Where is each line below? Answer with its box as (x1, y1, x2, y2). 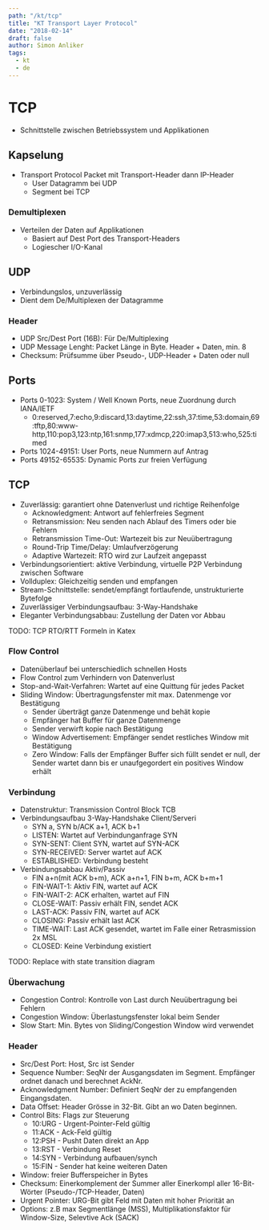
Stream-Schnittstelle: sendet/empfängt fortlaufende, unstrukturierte (19, 584, 244, 594)
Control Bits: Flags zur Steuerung (19, 1110, 130, 1120)
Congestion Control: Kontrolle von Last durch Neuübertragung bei (19, 995, 238, 1004)
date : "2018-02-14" (8, 26, 74, 35)
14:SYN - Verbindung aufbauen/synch (31, 1153, 158, 1163)
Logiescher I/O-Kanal (31, 242, 102, 251)
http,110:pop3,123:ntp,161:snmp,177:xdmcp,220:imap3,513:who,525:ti (31, 429, 258, 438)
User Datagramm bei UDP (31, 178, 118, 188)
